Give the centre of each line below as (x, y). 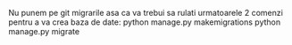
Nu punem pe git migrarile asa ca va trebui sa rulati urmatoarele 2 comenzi (146, 13)
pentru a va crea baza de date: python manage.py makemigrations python (145, 22)
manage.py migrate (44, 31)
